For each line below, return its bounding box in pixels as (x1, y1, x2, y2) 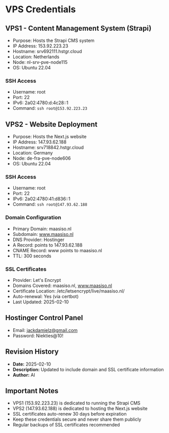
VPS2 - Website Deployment (5, 120, 98, 129)
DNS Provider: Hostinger (12, 236, 65, 243)
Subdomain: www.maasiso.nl (12, 231, 74, 237)
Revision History (5, 347, 59, 356)
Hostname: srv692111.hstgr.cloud (12, 49, 82, 54)
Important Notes (5, 387, 59, 395)
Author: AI (12, 372, 36, 378)
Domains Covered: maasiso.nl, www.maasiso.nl (12, 282, 112, 288)
